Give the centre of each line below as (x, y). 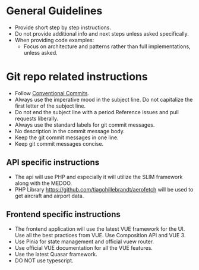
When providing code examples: (54, 40)
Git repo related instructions (77, 77)
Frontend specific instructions (63, 214)
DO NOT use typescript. (44, 260)
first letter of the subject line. (50, 106)
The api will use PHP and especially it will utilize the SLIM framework (99, 177)
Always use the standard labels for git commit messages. (85, 125)
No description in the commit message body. (70, 131)
